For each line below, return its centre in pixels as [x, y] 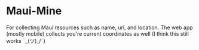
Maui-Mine [34, 11]
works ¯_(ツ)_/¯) [26, 40]
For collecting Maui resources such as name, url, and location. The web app [99, 27]
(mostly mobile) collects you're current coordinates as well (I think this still [98, 33]
